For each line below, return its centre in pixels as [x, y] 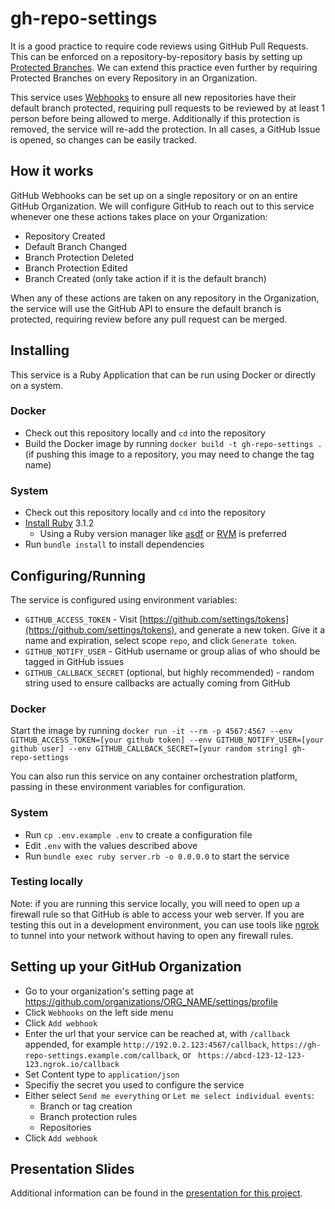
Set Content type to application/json [102, 1074]
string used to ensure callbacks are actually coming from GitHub [157, 683]
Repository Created [65, 236]
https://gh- [296, 1045]
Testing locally [47, 882]
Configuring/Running [78, 575]
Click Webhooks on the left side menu [99, 1012]
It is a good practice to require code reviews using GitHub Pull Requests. [159, 46]
